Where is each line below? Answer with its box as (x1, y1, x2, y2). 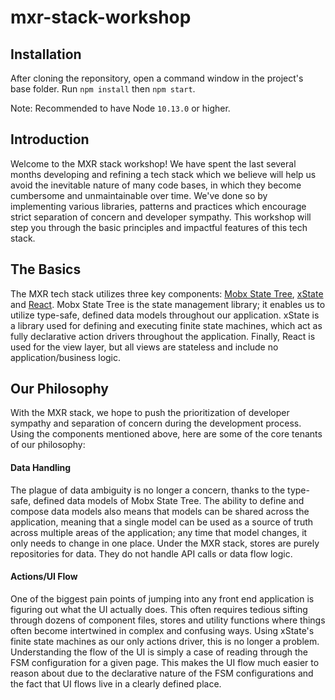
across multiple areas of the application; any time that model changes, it (10, 526, 308, 538)
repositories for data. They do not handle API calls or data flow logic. (10, 547, 293, 560)
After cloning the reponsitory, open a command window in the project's (10, 72, 304, 84)
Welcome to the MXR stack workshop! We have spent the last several (10, 157, 297, 170)
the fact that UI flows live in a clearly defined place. (10, 677, 222, 690)
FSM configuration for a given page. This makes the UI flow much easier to (10, 656, 320, 668)
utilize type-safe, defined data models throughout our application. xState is (10, 309, 320, 321)
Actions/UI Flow (10, 571, 78, 583)
